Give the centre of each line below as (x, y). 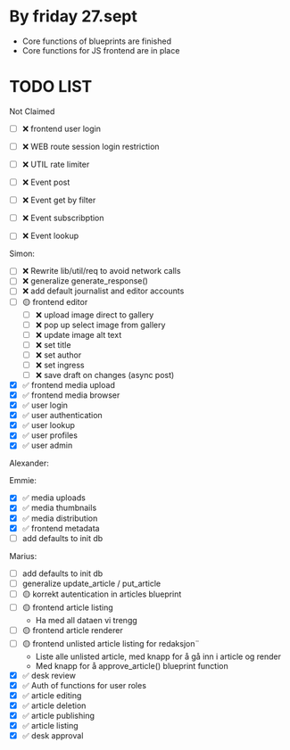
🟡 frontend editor (55, 301)
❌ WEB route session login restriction (91, 146)
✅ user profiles (50, 435)
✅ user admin (47, 445)
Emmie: (23, 481)
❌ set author (58, 355)
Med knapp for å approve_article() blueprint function (132, 665)
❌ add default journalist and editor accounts (103, 291)
